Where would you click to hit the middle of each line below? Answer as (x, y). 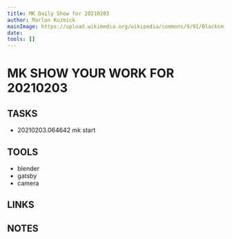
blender (28, 168)
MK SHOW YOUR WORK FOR (91, 74)
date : (15, 33)
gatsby (27, 175)
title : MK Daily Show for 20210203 (58, 13)
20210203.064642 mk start (56, 130)
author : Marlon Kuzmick (41, 20)
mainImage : (23, 26)
